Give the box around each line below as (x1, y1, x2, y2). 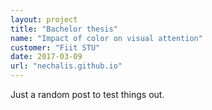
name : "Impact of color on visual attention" (10, 33, 203, 43)
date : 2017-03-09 (10, 52, 83, 62)
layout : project (10, 14, 78, 25)
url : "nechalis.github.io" (10, 61, 123, 71)
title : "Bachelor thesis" (10, 24, 118, 34)
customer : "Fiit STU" (10, 42, 101, 53)
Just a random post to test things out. (10, 89, 165, 100)
